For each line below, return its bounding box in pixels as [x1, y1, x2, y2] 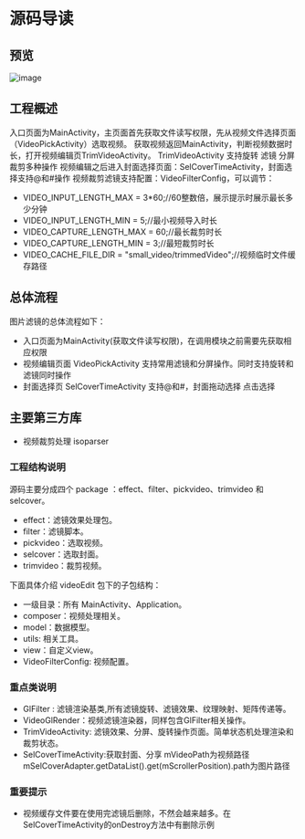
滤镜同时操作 [22, 369, 71, 380]
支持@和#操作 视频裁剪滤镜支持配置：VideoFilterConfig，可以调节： [16, 173, 275, 184]
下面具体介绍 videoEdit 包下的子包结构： [9, 579, 162, 590]
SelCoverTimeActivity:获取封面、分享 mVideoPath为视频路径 [22, 750, 250, 760]
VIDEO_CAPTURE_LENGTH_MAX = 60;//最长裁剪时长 [22, 225, 223, 237]
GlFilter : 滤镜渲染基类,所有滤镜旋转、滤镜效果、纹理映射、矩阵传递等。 [22, 704, 291, 715]
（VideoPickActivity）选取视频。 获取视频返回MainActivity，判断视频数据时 [9, 138, 293, 149]
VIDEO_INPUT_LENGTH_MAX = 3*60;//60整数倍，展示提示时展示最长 [22, 192, 286, 203]
